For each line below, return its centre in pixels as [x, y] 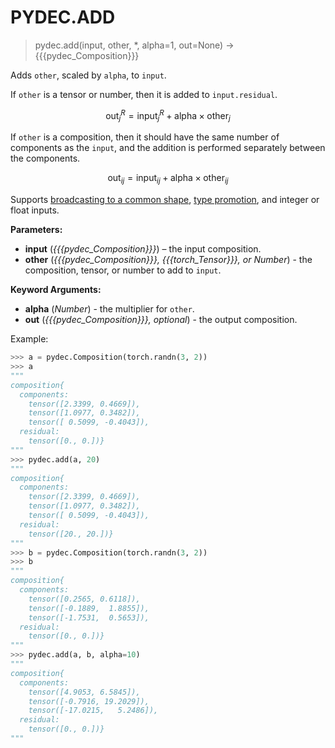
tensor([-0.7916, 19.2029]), [89, 701]
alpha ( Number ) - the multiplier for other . [109, 309]
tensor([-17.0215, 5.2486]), [93, 711]
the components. [45, 158]
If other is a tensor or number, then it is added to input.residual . [144, 94]
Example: [29, 339]
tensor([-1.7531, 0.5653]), [89, 617]
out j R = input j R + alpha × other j [168, 115]
